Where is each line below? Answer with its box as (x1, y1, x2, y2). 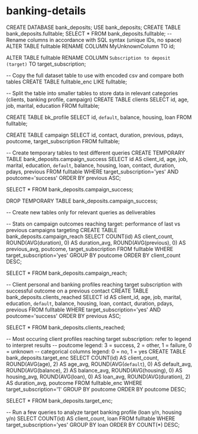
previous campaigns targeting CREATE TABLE (6, 226, 118, 233)
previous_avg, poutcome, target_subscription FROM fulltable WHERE (6, 245, 173, 252)
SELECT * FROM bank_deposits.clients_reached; (6, 324, 126, 331)
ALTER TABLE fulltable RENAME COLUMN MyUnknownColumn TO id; (6, 43, 176, 50)
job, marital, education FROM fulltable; (6, 102, 100, 109)
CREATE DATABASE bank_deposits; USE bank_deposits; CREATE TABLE (6, 24, 181, 31)
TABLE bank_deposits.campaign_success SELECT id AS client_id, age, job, (6, 155, 188, 162)
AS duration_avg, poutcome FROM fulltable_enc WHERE (6, 379, 143, 386)
